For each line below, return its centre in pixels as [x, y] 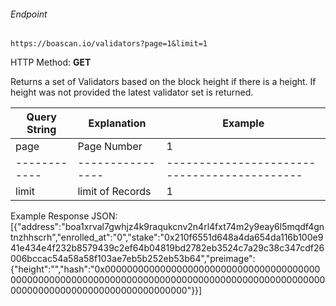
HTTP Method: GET [51, 62]
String [41, 130]
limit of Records [114, 192]
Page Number [110, 147]
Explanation [117, 123]
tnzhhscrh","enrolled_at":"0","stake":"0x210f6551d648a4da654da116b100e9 [167, 237]
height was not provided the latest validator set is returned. [132, 92]
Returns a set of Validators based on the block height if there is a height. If [163, 82]
